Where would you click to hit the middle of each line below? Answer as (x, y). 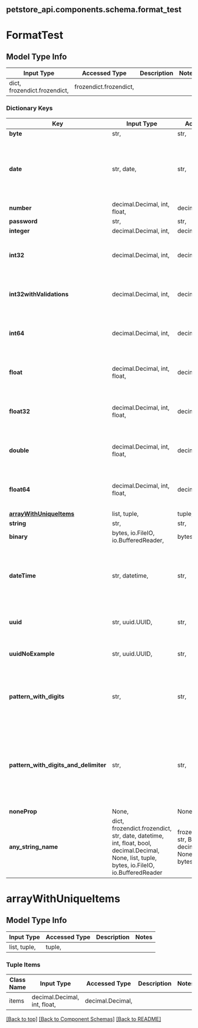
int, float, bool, (132, 843)
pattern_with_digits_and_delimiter (58, 765)
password (23, 221)
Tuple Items (23, 964)
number (20, 207)
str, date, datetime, (138, 835)
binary (19, 536)
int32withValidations (39, 294)
